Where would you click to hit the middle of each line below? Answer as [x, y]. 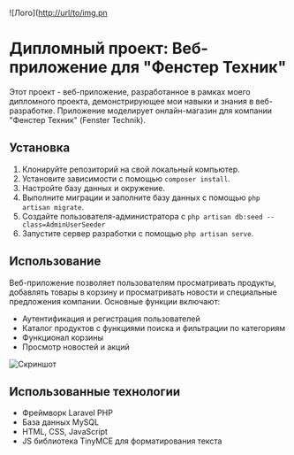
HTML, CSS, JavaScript [65, 432]
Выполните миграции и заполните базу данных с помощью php [141, 197]
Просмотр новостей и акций [75, 347]
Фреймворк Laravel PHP [67, 413]
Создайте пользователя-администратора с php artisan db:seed [142, 216]
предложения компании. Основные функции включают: [115, 301]
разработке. [32, 111]
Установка [40, 148]
